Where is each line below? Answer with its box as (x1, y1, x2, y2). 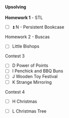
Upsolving (5, 4, 27, 10)
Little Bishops (12, 43, 40, 49)
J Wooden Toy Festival (12, 74, 58, 79)
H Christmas (12, 98, 37, 104)
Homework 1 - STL (5, 15, 43, 20)
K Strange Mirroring (12, 79, 52, 85)
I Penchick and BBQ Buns (12, 68, 63, 74)
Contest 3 (5, 53, 25, 59)
